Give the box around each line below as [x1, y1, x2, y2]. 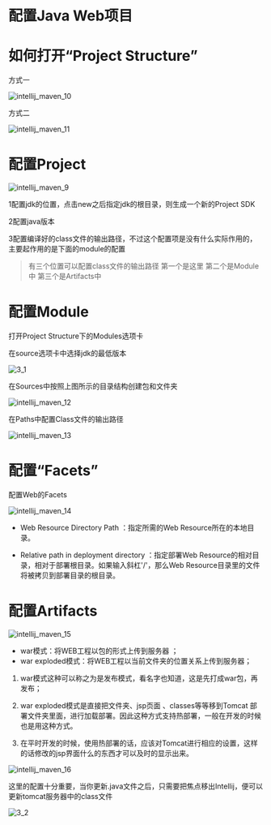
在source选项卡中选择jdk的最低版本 [8, 349, 127, 358]
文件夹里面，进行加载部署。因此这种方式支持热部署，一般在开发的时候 [27, 711, 261, 720]
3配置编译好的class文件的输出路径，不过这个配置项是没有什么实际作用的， [8, 234, 257, 243]
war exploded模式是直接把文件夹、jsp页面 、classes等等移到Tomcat [19, 700, 248, 710]
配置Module [8, 303, 89, 321]
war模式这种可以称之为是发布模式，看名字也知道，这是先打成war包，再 [19, 673, 258, 683]
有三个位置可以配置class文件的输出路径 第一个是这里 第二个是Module [28, 261, 260, 271]
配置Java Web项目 [8, 6, 133, 25]
